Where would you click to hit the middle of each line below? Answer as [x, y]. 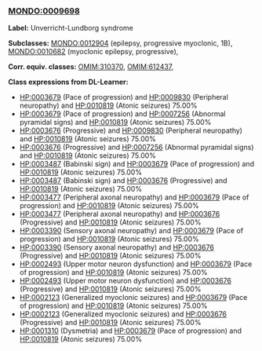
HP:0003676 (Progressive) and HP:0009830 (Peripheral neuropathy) [131, 130]
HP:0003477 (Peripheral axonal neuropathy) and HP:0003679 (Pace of [134, 197]
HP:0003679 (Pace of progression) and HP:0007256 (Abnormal [122, 114]
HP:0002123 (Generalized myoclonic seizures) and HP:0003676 [123, 314]
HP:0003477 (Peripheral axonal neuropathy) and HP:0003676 [120, 214]
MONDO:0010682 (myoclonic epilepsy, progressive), [93, 52]
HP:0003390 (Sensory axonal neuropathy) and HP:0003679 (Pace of [131, 231]
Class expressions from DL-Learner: [68, 82]
